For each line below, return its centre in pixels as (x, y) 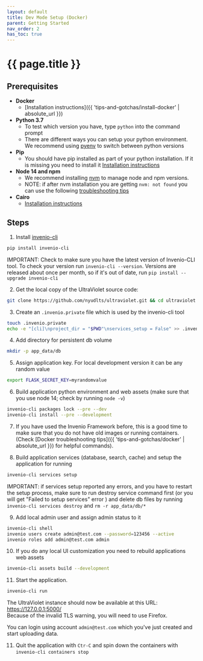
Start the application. (42, 580)
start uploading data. (33, 634)
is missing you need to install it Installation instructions (92, 165)
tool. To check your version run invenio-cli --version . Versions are (92, 266)
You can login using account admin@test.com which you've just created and (100, 627)
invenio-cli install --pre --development (60, 415)
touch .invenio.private (37, 323)
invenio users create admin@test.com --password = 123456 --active (90, 534)
